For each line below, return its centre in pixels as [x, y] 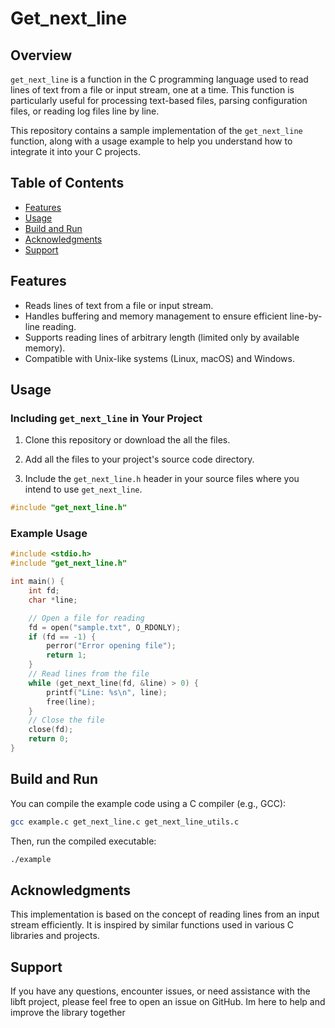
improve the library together [68, 1013]
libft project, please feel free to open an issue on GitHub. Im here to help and [168, 1002]
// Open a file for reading [86, 618]
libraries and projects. [55, 936]
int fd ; [44, 591]
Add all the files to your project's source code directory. [139, 459]
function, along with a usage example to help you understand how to [151, 141]
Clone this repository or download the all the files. [127, 440]
